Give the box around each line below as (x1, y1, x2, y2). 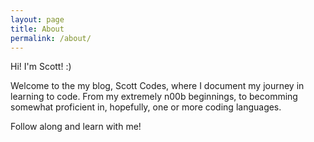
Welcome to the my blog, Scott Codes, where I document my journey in (10, 80, 305, 92)
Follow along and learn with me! (10, 121, 142, 133)
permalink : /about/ (10, 33, 92, 43)
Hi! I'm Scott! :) (10, 61, 72, 73)
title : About (10, 24, 65, 34)
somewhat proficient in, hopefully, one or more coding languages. (10, 101, 282, 113)
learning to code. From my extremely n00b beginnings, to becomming (10, 91, 298, 103)
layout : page (10, 14, 65, 25)
